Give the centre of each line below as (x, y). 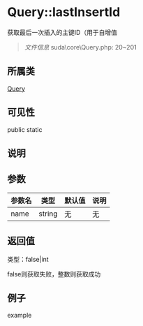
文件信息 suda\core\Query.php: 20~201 (81, 47)
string (48, 214)
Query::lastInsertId (64, 12)
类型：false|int (28, 259)
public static (25, 129)
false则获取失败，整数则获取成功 (54, 274)
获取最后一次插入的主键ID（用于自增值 (62, 32)
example (20, 316)
